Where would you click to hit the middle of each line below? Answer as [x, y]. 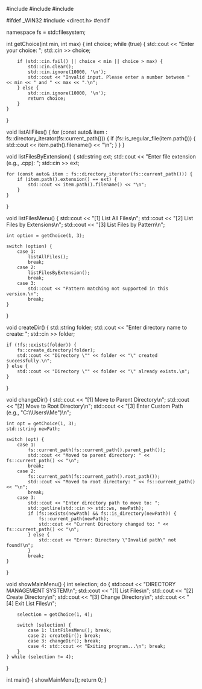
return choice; [47, 99]
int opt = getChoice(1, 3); [42, 423]
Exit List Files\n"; [36, 603]
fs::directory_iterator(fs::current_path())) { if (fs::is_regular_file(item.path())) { [101, 138]
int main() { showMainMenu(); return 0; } [56, 680]
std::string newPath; [33, 429]
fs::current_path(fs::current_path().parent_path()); [97, 450]
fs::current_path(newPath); [74, 519]
